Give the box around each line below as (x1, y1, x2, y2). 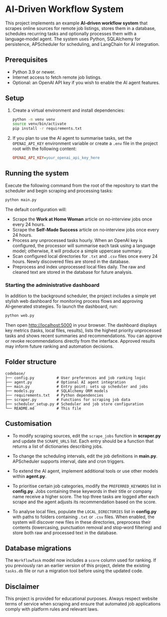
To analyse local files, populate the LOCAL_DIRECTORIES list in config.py (12, 508, 157, 514)
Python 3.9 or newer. (12, 69, 56, 75)
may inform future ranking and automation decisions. (5, 343, 114, 349)
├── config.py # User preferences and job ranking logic (5, 375, 146, 380)
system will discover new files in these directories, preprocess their (12, 519, 151, 525)
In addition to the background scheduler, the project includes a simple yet (5, 293, 156, 299)
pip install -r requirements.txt (12, 126, 82, 131)
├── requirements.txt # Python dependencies (5, 393, 104, 398)
